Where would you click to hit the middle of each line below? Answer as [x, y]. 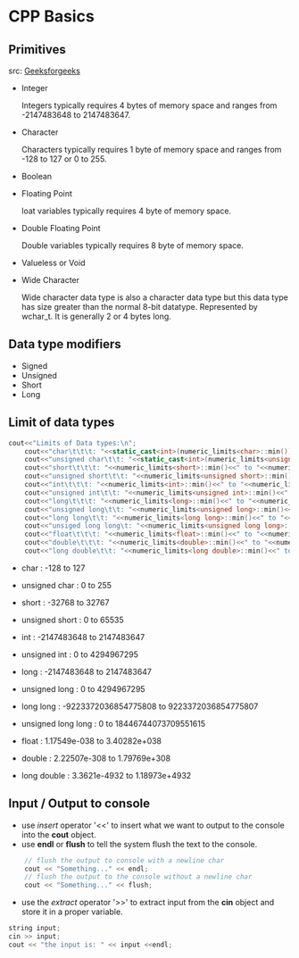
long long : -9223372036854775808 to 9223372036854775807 [140, 706]
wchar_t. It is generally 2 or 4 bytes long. [96, 316]
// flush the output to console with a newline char [125, 860]
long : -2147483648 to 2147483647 [87, 671]
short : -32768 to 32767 [65, 602]
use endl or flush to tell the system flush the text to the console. [139, 844]
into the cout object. [58, 834]
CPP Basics [51, 17]
